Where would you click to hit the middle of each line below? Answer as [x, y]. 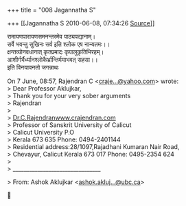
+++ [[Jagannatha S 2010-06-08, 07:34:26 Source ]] [81, 23]
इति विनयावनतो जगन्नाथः [33, 67]
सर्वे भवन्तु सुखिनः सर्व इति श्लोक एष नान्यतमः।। [59, 44]
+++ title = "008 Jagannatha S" [51, 10]
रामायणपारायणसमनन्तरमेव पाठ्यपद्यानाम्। [51, 36]
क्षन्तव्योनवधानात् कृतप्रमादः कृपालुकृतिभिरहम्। [56, 52]
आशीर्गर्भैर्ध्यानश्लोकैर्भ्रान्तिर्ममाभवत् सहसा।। [53, 60]
